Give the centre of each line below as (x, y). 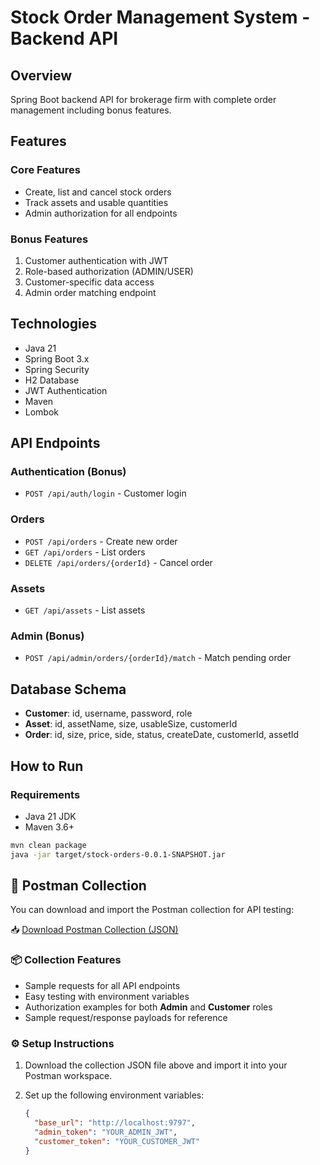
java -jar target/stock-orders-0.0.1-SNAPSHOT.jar (118, 854)
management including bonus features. (91, 110)
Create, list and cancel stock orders (98, 192)
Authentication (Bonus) (68, 472)
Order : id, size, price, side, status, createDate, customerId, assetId (162, 735)
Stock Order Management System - (160, 17)
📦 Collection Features (66, 960)
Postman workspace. (68, 1076)
